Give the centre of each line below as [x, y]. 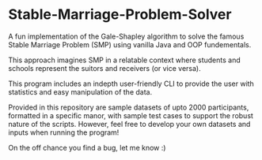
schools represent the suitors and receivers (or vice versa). [105, 68]
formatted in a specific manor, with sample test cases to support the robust [131, 115]
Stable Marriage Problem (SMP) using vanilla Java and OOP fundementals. [130, 44]
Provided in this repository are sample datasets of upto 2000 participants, [129, 107]
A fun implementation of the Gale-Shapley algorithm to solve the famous [126, 36]
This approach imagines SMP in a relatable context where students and [125, 60]
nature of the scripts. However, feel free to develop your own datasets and [129, 124]
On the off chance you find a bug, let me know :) [87, 147]
